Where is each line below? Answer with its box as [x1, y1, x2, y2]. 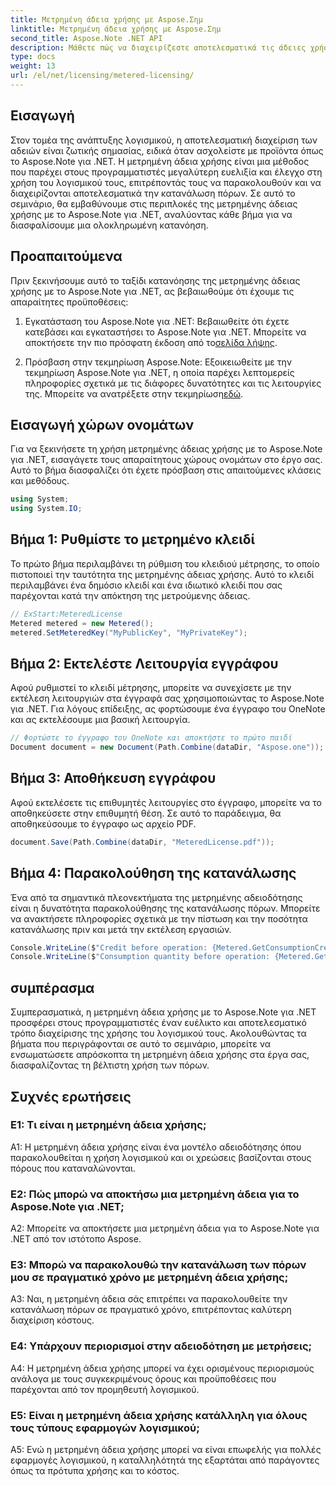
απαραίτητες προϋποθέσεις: [10, 296, 129, 308]
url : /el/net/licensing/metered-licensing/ [10, 71, 195, 81]
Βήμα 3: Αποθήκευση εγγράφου [10, 770, 217, 787]
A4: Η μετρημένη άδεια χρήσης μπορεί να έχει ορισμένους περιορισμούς [10, 1362, 315, 1374]
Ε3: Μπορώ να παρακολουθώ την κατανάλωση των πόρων [10, 1258, 307, 1272]
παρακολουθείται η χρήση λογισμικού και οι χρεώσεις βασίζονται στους [10, 1151, 312, 1163]
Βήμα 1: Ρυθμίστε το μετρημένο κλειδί [10, 531, 255, 548]
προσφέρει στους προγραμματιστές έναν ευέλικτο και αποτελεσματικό [10, 1017, 307, 1029]
